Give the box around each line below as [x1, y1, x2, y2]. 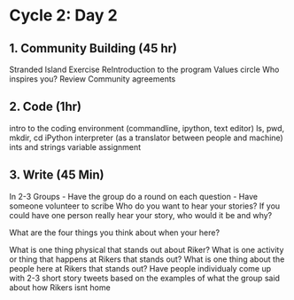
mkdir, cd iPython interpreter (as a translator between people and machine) [9, 132, 283, 143]
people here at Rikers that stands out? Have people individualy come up [9, 263, 272, 273]
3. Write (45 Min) [9, 168, 104, 183]
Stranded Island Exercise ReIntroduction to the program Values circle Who [9, 64, 280, 75]
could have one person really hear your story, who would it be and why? [9, 209, 273, 220]
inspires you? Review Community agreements [9, 74, 176, 84]
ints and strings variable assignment [9, 141, 142, 152]
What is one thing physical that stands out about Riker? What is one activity [9, 244, 284, 255]
